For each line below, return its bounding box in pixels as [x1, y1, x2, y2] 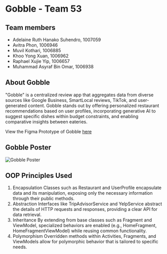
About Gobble [5, 78, 50, 87]
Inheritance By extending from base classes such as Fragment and [12, 217, 152, 223]
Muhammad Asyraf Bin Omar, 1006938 [12, 64, 94, 69]
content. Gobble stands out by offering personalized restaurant [27, 102, 159, 108]
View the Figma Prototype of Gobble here [5, 128, 92, 134]
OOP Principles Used [5, 171, 72, 180]
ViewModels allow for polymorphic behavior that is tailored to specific [12, 239, 158, 245]
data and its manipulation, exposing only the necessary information [12, 190, 153, 196]
